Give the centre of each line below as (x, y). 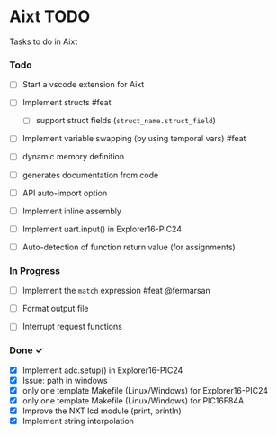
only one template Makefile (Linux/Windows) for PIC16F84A (133, 400)
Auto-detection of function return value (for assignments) (129, 247)
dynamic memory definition (73, 157)
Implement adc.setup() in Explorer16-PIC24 (103, 370)
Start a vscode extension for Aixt (83, 85)
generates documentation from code (90, 175)
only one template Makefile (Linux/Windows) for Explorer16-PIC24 (145, 390)
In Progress (35, 270)
